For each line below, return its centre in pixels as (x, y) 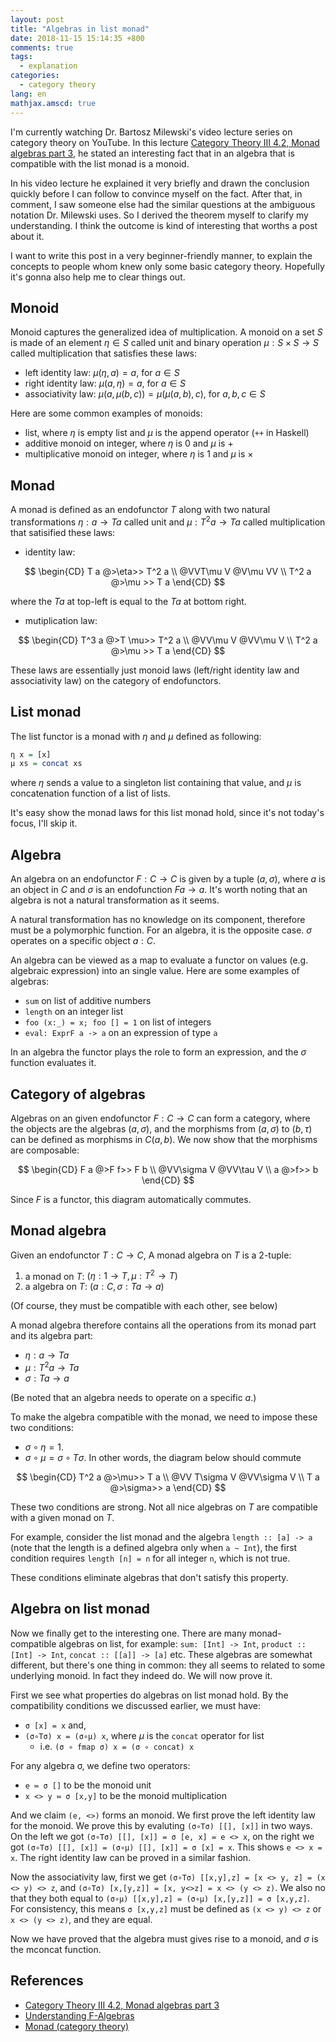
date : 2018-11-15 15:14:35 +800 (77, 38)
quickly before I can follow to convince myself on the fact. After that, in (156, 193)
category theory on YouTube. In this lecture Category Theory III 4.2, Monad (165, 142)
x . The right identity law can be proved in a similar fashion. (131, 1857)
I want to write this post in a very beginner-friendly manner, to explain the (161, 255)
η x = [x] (31, 754)
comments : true (42, 47)
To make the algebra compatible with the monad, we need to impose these (164, 1417)
